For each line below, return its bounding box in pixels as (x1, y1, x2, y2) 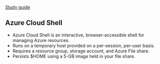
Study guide (5, 4, 30, 10)
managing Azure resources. (12, 37, 70, 43)
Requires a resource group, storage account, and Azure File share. (12, 47, 150, 54)
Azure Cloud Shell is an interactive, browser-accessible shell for (12, 32, 144, 38)
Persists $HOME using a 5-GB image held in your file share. (12, 53, 135, 59)
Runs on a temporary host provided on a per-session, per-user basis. (12, 42, 155, 48)
